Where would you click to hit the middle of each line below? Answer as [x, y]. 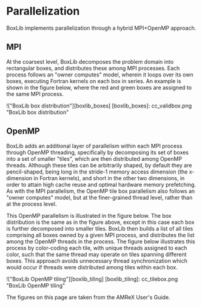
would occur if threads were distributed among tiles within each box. [92, 267]
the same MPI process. [35, 94]
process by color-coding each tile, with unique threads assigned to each [97, 248]
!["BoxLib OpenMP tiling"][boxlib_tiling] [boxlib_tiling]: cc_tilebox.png [92, 279]
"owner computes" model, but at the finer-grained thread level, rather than [99, 197]
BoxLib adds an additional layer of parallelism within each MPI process [94, 146]
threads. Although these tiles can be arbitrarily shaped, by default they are [99, 165]
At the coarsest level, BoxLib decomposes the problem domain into [90, 61]
